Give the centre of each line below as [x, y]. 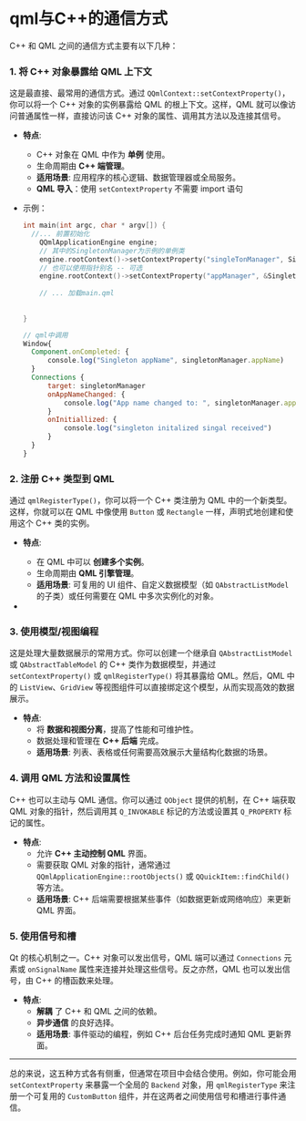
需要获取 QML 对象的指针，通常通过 [103, 864]
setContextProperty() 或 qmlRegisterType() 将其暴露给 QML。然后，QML [147, 676]
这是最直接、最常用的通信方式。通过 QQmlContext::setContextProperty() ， [150, 93]
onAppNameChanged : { [86, 394]
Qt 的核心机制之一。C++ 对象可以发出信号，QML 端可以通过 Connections [146, 958]
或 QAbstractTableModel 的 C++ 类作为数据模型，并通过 [113, 664]
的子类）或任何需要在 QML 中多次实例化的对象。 [127, 596]
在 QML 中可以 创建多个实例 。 [92, 562]
